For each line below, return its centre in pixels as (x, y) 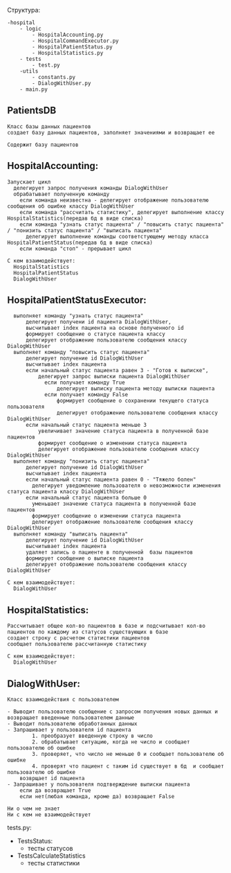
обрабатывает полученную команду (62, 194)
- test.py (46, 65)
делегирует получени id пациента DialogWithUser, (98, 322)
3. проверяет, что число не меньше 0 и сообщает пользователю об (128, 755)
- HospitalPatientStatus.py (72, 47)
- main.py (34, 89)
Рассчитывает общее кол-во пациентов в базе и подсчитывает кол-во (107, 626)
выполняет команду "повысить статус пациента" (82, 353)
